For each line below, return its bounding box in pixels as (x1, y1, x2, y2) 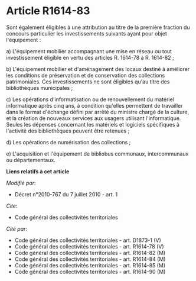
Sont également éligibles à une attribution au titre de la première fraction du (6, 24, 190, 31)
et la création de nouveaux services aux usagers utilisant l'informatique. (6, 114, 181, 122)
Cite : (6, 202, 18, 209)
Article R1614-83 (6, 4, 90, 18)
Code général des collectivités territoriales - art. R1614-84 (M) (14, 256, 166, 263)
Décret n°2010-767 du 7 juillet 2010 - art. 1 (14, 190, 118, 198)
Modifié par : (6, 179, 37, 186)
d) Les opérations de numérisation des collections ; (6, 138, 131, 146)
